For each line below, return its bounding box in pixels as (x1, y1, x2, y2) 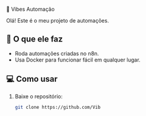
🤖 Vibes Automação (6, 6, 55, 12)
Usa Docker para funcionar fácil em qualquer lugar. (14, 56, 141, 63)
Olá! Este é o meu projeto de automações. (6, 17, 109, 24)
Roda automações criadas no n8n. (14, 50, 100, 57)
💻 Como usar (6, 74, 58, 84)
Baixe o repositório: (14, 92, 63, 100)
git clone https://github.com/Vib (14, 104, 101, 110)
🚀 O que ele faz (6, 34, 63, 44)
